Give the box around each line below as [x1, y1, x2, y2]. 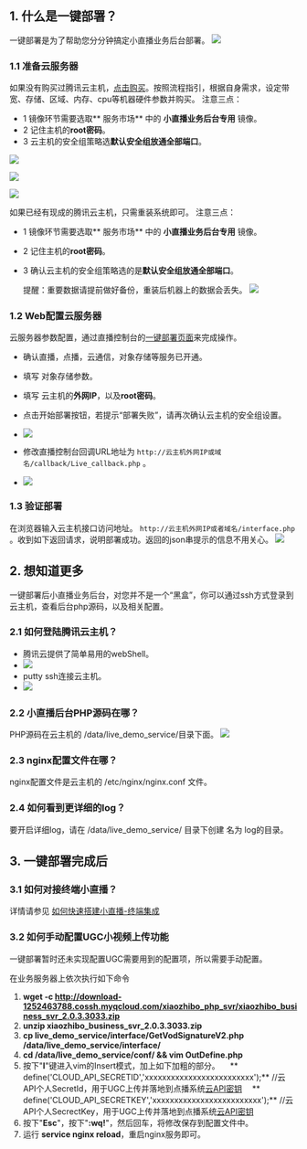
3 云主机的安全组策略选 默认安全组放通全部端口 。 [22, 136, 207, 147]
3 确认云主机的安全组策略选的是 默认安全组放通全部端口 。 [22, 265, 239, 276]
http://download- [54, 991, 122, 1002]
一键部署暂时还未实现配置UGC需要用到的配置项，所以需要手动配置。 [9, 953, 268, 964]
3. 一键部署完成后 [9, 854, 108, 869]
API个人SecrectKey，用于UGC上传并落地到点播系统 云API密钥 [22, 1105, 254, 1117]
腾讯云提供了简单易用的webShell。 [22, 648, 153, 659]
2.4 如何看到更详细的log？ [9, 802, 126, 814]
